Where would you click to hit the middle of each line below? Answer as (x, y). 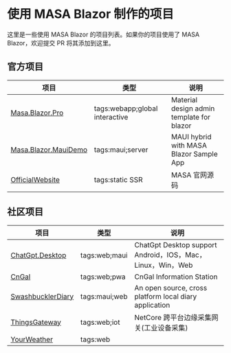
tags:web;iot (100, 322)
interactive (111, 117)
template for (191, 117)
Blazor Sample (194, 154)
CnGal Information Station (176, 277)
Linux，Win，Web (164, 265)
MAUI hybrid (191, 137)
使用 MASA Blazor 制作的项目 (90, 14)
